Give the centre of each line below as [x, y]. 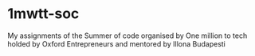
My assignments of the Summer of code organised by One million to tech [127, 35]
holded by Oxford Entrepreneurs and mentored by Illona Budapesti [117, 43]
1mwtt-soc [43, 14]
